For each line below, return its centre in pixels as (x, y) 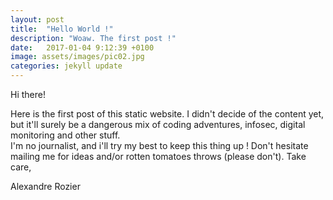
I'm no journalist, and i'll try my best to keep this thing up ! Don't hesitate (159, 145)
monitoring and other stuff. (65, 135)
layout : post (37, 19)
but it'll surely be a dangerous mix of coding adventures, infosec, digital (158, 124)
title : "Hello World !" (62, 29)
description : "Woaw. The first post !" (93, 38)
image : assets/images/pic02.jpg (77, 57)
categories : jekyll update (66, 66)
